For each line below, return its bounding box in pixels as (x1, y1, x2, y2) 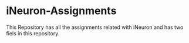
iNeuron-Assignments (6, 4, 117, 18)
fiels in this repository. (6, 29, 60, 37)
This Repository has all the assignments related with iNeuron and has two (6, 24, 184, 31)
